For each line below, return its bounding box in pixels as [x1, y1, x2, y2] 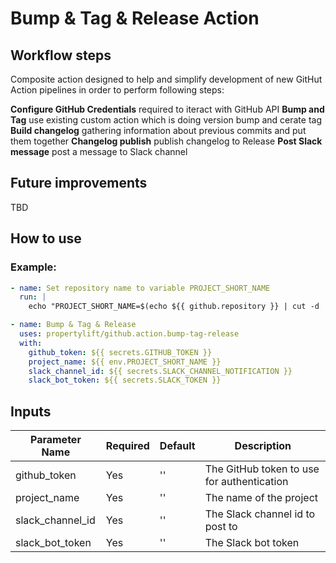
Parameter [29, 433, 82, 447]
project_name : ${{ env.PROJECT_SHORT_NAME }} [28, 357, 222, 367]
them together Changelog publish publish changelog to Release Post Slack [10, 135, 323, 147]
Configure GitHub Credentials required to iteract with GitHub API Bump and [10, 103, 325, 115]
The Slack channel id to [204, 507, 316, 521]
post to [204, 520, 238, 534]
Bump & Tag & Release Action [10, 7, 260, 30]
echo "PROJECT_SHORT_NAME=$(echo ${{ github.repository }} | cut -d [28, 302, 320, 312]
